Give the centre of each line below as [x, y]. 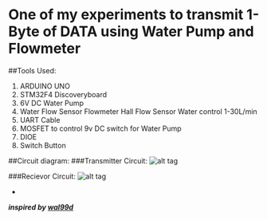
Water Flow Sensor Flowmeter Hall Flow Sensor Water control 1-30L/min [138, 111]
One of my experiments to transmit [126, 15]
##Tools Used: [32, 70]
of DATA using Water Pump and [148, 31]
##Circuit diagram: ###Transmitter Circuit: [78, 160]
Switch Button [43, 145]
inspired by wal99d [41, 207]
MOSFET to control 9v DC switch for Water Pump [100, 128]
